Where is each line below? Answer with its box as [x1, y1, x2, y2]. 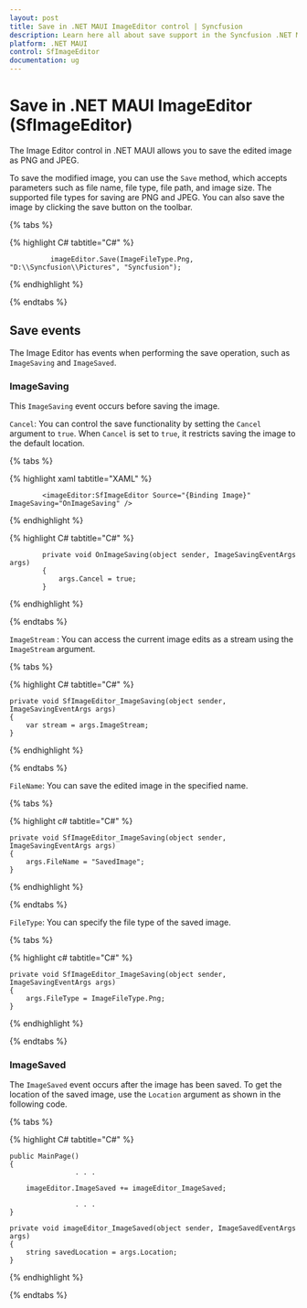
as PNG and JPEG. [9, 155, 79, 166]
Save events [9, 323, 81, 338]
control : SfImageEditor [9, 48, 101, 57]
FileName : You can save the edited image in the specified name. [9, 780, 249, 791]
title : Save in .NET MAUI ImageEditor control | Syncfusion [9, 22, 244, 31]
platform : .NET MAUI [9, 38, 89, 48]
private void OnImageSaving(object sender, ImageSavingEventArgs [42, 551, 297, 560]
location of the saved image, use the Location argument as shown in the [9, 1089, 281, 1100]
